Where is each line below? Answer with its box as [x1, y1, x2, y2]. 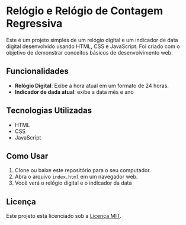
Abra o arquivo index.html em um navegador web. [14, 173, 138, 180]
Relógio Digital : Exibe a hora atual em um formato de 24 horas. [14, 82, 169, 89]
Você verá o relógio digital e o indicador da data [14, 179, 132, 186]
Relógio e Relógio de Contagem [6, 4, 163, 18]
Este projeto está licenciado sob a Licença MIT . [6, 213, 121, 220]
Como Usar [6, 151, 49, 161]
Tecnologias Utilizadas [6, 106, 92, 116]
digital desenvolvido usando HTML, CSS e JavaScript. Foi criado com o [6, 43, 180, 50]
